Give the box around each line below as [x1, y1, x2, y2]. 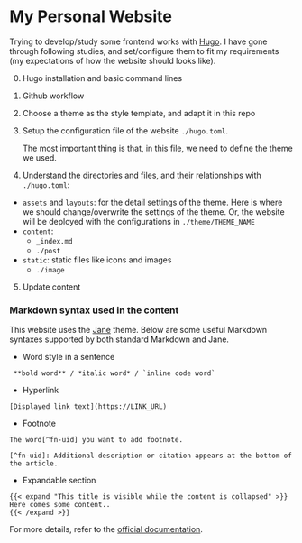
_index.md [35, 236, 74, 245]
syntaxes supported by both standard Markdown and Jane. [9, 334, 230, 345]
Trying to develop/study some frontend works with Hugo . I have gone [9, 36, 268, 47]
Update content [22, 281, 81, 292]
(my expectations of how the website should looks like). [9, 55, 216, 66]
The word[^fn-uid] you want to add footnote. [9, 436, 183, 445]
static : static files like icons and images [22, 254, 172, 265]
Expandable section [22, 475, 96, 486]
